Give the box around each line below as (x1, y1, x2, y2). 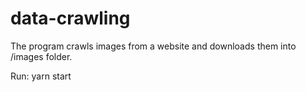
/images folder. (10, 50, 73, 62)
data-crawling (10, 7, 131, 30)
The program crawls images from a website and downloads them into (10, 40, 297, 52)
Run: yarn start (10, 70, 72, 82)
